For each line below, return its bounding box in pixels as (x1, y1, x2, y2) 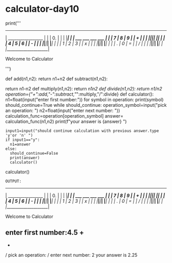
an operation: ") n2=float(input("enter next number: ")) (5, 107, 120, 114)
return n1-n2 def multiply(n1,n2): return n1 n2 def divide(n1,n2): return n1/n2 (5, 85, 162, 91)
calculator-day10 (5, 3, 79, 15)
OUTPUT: (5, 178, 22, 184)
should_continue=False (10, 151, 58, 156)
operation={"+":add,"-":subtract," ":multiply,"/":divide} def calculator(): (5, 91, 154, 97)
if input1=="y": (5, 137, 40, 142)
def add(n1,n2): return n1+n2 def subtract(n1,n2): (5, 76, 108, 82)
